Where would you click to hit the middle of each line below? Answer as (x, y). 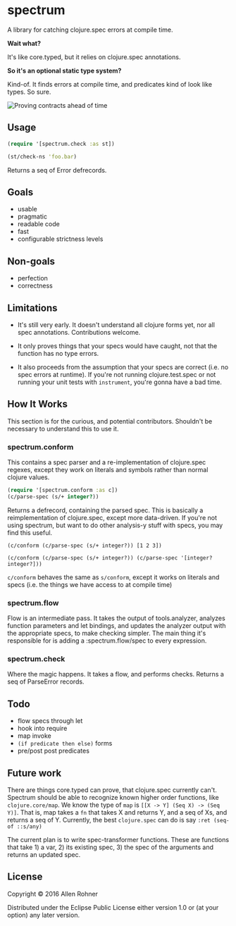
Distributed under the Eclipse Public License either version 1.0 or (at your (113, 907)
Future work (35, 773)
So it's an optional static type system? (64, 70)
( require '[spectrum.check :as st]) (61, 144)
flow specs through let (50, 721)
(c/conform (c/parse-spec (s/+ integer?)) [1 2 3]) (85, 545)
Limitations (32, 308)
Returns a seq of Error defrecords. (57, 170)
